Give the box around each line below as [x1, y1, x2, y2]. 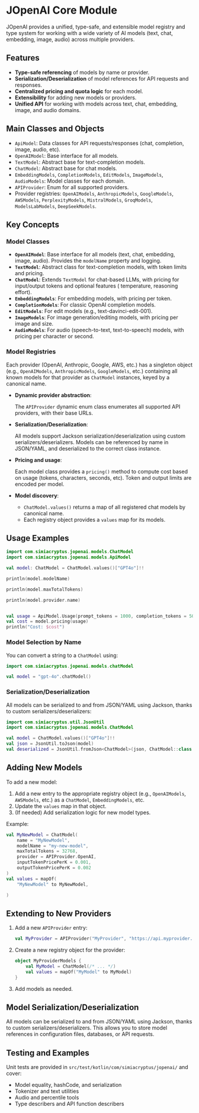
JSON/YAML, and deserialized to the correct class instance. [14, 445, 161, 452]
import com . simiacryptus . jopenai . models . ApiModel [6, 554, 131, 560]
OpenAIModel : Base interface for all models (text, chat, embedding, [14, 251, 175, 258]
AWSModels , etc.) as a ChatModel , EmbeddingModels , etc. [14, 796, 145, 803]
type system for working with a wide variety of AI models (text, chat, [6, 29, 174, 36]
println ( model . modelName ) [6, 576, 70, 582]
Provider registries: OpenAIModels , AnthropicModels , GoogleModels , [14, 190, 174, 197]
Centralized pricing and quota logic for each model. [14, 87, 143, 95]
